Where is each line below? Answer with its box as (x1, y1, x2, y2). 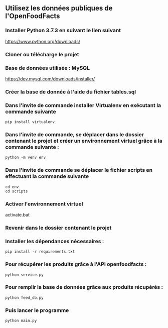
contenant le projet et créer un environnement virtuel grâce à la (5, 138, 162, 145)
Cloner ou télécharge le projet (5, 51, 79, 58)
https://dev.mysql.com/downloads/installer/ (5, 75, 95, 82)
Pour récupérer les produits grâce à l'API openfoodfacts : (5, 261, 147, 268)
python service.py (5, 272, 44, 277)
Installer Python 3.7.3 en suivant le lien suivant (5, 27, 121, 34)
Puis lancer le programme (5, 306, 69, 313)
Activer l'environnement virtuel (5, 200, 83, 207)
